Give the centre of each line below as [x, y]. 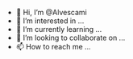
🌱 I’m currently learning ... [59, 29]
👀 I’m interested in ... [50, 21]
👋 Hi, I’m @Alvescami [51, 12]
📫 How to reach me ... [53, 47]
